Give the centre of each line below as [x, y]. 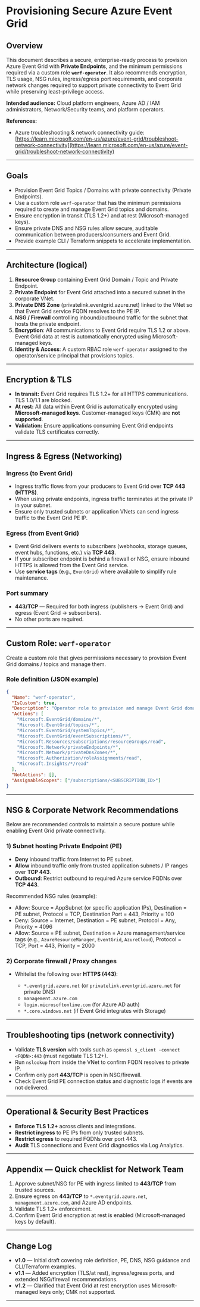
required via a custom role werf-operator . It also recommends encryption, [97, 72]
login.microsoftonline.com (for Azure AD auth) [82, 1004]
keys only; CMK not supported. [78, 1292]
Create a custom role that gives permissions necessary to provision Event [96, 658]
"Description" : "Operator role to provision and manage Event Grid [97, 708]
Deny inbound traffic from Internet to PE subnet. [74, 859]
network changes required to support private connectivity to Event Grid [94, 85]
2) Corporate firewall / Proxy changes [62, 961]
